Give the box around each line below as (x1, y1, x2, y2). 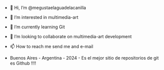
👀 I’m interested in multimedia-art (9, 14, 79, 20)
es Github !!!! (9, 60, 36, 66)
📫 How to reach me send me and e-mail (9, 44, 94, 49)
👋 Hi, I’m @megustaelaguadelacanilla (9, 5, 86, 10)
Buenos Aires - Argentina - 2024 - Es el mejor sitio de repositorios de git (9, 55, 159, 61)
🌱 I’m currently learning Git (9, 24, 65, 30)
